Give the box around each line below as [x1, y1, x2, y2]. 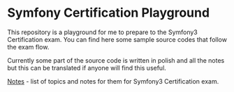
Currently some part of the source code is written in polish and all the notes [7, 56, 225, 64]
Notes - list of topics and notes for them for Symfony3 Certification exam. [7, 77, 219, 85]
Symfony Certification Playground [7, 5, 210, 21]
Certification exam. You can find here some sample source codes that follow [7, 35, 227, 43]
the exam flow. [7, 43, 50, 51]
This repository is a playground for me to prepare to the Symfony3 [7, 28, 198, 36]
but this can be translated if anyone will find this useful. [7, 63, 166, 72]
